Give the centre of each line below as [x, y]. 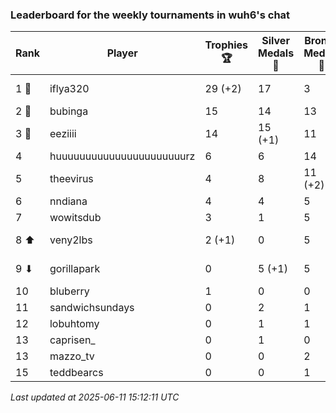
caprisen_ [72, 340]
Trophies [226, 45]
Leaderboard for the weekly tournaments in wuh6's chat [150, 15]
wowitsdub [75, 218]
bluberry [69, 291]
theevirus [71, 179]
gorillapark [75, 269]
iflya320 [69, 89]
